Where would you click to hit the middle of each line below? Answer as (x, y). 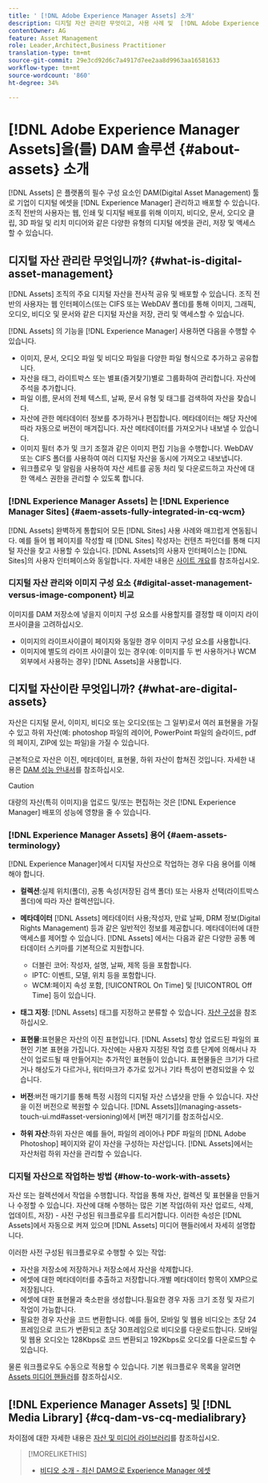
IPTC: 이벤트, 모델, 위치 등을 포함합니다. (94, 974)
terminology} (35, 845)
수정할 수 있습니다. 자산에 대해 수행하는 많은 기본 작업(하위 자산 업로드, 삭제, (135, 1205)
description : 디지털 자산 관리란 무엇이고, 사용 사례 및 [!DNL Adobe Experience (134, 23)
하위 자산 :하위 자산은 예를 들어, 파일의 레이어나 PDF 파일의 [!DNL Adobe (133, 1133)
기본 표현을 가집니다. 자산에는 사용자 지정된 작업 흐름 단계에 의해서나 (142, 1049)
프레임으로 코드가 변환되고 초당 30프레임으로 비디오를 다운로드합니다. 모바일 (138, 1330)
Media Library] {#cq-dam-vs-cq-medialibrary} (127, 1418)
